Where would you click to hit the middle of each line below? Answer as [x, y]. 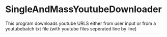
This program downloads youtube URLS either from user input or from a [81, 23]
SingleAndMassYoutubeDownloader [83, 9]
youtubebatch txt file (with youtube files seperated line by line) [71, 28]
